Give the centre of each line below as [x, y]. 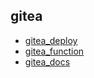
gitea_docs [47, 61]
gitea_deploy [51, 40]
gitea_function [54, 51]
